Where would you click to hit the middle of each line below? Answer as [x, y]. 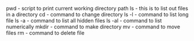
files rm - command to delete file [45, 33]
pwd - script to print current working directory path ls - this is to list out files [97, 8]
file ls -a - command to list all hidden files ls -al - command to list [84, 20]
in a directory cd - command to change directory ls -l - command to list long [97, 14]
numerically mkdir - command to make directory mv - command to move [93, 27]
